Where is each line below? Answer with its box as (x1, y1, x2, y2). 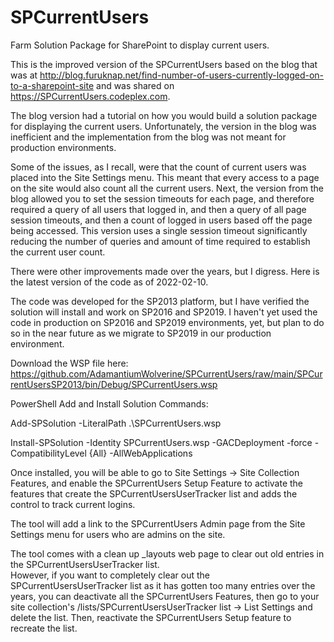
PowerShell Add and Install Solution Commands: (10, 397, 209, 410)
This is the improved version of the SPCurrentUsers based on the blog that (10, 58, 318, 70)
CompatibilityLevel (10, 447, 87, 459)
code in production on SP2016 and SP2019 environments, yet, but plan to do (10, 316, 325, 328)
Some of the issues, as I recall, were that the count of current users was (10, 161, 307, 173)
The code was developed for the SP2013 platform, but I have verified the (10, 295, 310, 307)
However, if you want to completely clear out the (10, 569, 210, 581)
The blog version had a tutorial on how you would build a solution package (10, 109, 318, 121)
